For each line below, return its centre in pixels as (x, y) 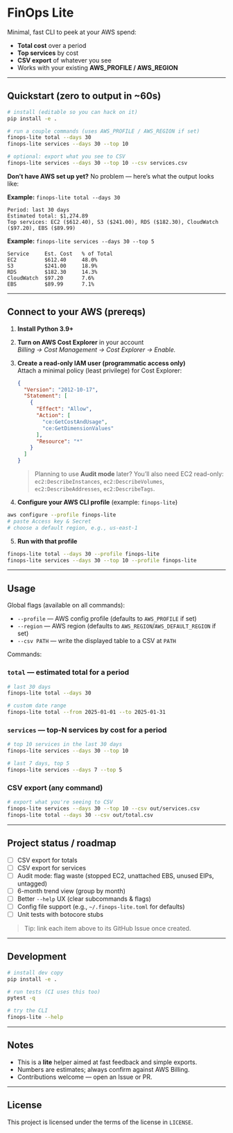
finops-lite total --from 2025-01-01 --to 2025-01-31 (87, 712)
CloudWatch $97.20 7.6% (51, 278)
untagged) (32, 883)
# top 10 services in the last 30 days (65, 744)
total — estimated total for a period (68, 672)
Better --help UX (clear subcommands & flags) (84, 899)
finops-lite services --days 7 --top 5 (65, 769)
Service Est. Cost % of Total (60, 254)
